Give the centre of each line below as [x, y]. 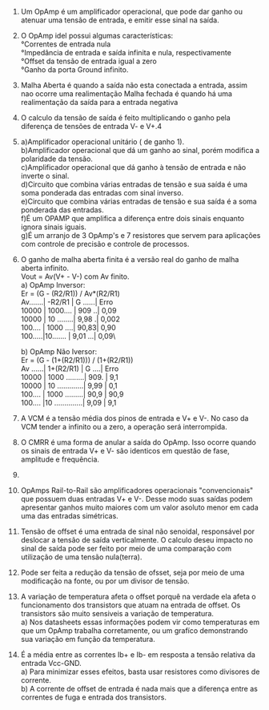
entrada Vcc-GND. [51, 663]
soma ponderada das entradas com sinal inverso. [102, 193]
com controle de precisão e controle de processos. [105, 244]
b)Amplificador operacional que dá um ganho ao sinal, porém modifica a [140, 150]
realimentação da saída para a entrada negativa [99, 102]
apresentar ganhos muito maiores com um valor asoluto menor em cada [139, 507]
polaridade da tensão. [56, 159]
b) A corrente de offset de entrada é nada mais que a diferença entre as [139, 689]
